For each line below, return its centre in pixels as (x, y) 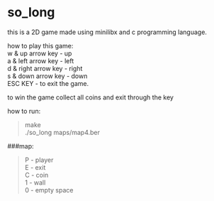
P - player (39, 160)
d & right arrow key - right (45, 68)
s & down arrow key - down (47, 76)
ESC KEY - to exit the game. (48, 83)
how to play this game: (40, 45)
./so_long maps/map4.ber (62, 132)
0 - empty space (49, 190)
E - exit (35, 167)
